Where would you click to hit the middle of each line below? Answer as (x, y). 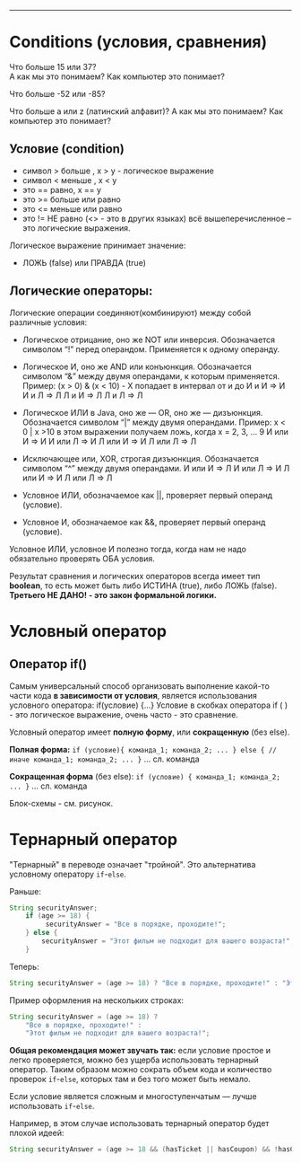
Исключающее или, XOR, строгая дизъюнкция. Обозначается (141, 458)
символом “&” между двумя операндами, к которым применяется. (151, 376)
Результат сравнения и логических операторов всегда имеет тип (135, 576)
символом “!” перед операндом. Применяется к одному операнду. (151, 349)
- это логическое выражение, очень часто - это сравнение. (124, 714)
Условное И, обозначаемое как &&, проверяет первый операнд (144, 522)
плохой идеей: (37, 1133)
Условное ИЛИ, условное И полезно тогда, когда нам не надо (128, 549)
